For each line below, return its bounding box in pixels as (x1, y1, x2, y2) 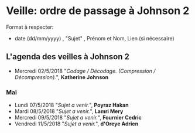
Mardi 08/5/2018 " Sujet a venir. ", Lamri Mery (14, 108, 124, 115)
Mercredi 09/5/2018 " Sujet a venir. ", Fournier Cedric (14, 114, 142, 121)
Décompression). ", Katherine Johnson (14, 73, 109, 80)
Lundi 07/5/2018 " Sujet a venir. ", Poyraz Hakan (14, 101, 129, 109)
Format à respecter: (6, 23, 54, 30)
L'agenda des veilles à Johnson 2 (6, 52, 130, 62)
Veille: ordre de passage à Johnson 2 (6, 4, 190, 18)
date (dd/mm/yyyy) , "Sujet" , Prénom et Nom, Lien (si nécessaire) (14, 35, 175, 42)
